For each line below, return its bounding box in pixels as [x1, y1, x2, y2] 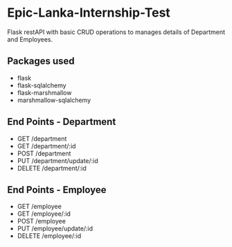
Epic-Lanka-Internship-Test [7, 5, 171, 21]
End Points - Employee [7, 184, 107, 196]
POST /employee [17, 217, 66, 225]
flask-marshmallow [17, 88, 72, 96]
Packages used [7, 56, 75, 67]
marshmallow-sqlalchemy [17, 96, 91, 104]
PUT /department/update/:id [17, 156, 98, 164]
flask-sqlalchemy [17, 81, 67, 90]
